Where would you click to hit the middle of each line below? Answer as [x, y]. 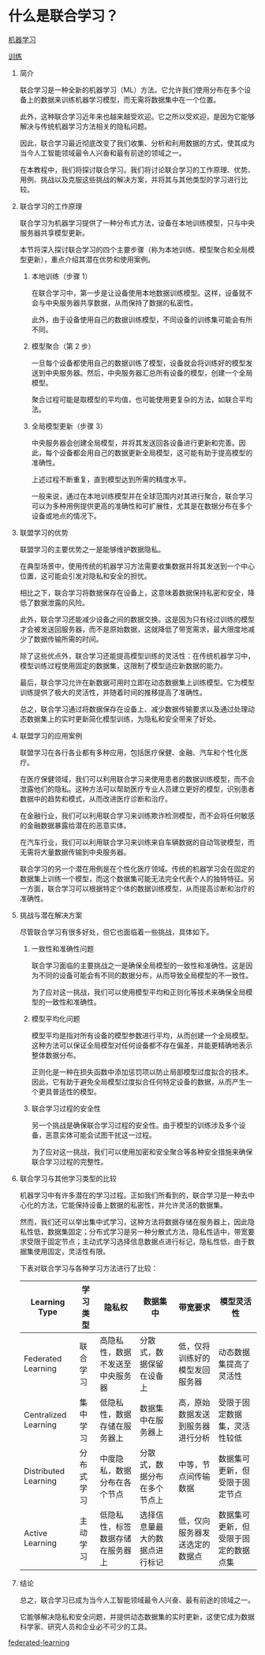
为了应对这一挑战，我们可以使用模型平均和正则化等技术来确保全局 [138, 992]
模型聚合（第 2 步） [63, 346]
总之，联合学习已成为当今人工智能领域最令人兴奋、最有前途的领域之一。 [137, 1600]
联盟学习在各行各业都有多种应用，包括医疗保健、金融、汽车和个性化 [130, 752]
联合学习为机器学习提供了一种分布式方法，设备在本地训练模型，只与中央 [137, 222]
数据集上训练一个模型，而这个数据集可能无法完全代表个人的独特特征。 [134, 878]
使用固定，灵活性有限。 [72, 1251]
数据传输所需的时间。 [68, 639]
